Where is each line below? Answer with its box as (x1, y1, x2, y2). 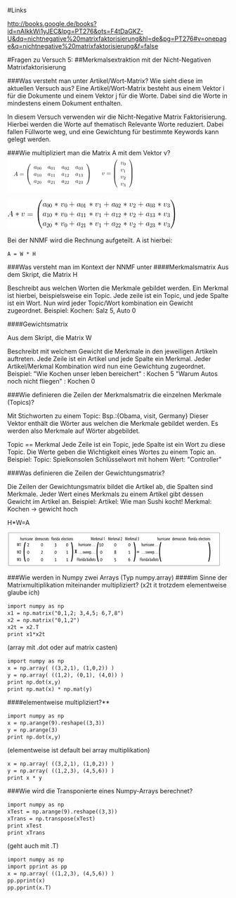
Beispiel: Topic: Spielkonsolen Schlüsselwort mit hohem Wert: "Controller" (7, 455, 222, 463)
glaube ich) (7, 588, 40, 597)
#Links (7, 6, 27, 14)
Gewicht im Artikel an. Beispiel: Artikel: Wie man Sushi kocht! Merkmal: (7, 497, 212, 505)
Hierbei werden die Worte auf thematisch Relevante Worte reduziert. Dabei (7, 120, 224, 129)
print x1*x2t (7, 631, 46, 638)
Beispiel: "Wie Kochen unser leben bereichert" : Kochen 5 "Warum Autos (7, 370, 218, 378)
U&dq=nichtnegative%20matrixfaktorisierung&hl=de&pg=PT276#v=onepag (7, 34, 227, 43)
